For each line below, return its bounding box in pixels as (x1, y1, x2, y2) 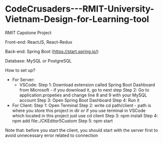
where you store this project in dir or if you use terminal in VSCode (12, 108, 146, 113)
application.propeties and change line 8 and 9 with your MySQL (19, 92, 147, 98)
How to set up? (5, 67, 36, 73)
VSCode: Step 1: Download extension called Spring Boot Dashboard (19, 81, 155, 88)
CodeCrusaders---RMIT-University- (5, 3, 154, 15)
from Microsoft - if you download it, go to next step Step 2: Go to (19, 87, 149, 93)
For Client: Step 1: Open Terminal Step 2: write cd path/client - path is (12, 102, 151, 108)
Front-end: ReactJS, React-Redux (5, 39, 72, 45)
